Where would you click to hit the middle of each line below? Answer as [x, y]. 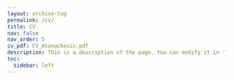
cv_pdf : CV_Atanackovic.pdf [48, 46]
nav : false [23, 33]
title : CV [22, 26]
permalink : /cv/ [31, 20]
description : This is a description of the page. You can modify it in [113, 53]
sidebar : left [34, 65]
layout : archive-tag [37, 14]
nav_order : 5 [26, 40]
